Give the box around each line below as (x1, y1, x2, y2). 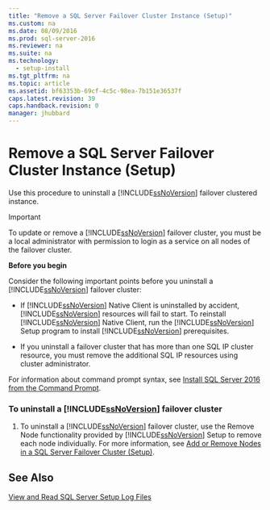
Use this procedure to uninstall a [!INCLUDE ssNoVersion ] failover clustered (8, 187, 258, 198)
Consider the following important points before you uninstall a (8, 276, 214, 286)
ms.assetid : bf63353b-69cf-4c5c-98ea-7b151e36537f (8, 86, 182, 95)
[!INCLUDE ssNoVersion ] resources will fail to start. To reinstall (19, 308, 226, 319)
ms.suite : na (8, 49, 52, 57)
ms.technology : (8, 57, 60, 65)
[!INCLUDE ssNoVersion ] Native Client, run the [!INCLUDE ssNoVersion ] (19, 317, 255, 327)
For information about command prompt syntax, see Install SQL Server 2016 (8, 374, 260, 384)
